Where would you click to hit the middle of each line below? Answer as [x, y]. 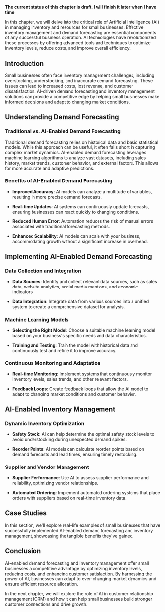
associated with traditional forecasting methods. [61, 226]
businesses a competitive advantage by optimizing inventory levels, [74, 568]
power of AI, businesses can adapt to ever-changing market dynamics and [81, 578]
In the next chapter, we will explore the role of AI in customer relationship [79, 593]
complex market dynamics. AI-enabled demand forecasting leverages [76, 152]
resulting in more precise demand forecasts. [57, 197]
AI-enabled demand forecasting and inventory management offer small [77, 563]
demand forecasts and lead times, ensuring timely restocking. [75, 454]
